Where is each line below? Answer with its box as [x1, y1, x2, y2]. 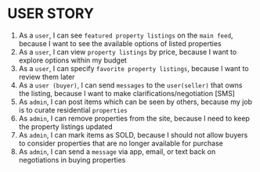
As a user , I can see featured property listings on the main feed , [18, 30, 233, 40]
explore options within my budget [18, 56, 127, 65]
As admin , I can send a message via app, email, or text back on [18, 146, 216, 156]
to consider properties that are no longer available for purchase [18, 138, 224, 148]
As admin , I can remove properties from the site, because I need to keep [18, 113, 250, 123]
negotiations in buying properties [18, 155, 126, 164]
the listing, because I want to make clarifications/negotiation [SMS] [18, 88, 236, 98]
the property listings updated [18, 122, 113, 131]
